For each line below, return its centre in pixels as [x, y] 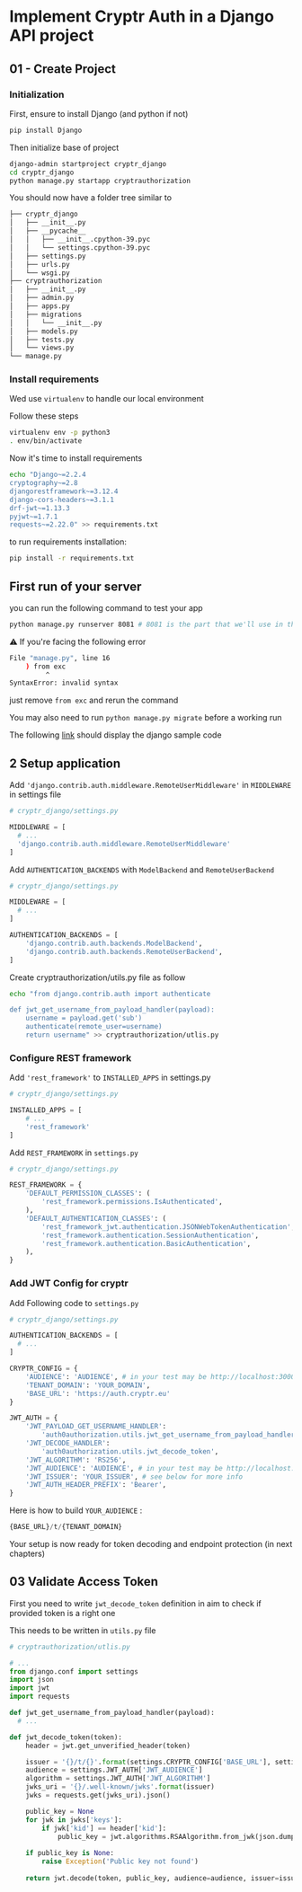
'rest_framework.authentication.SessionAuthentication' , [150, 1235]
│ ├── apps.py [40, 306]
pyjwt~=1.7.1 [34, 517]
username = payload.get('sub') [84, 1018]
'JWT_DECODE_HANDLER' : [68, 1444]
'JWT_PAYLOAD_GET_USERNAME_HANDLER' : [96, 1427]
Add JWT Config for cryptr [69, 1284]
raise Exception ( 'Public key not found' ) [120, 1861]
